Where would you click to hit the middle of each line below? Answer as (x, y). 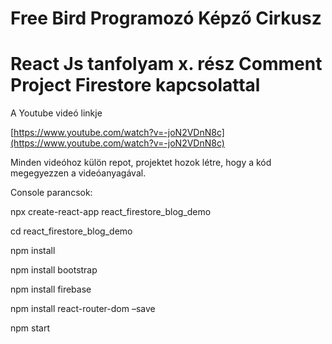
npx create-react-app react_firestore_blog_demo (111, 212)
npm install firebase (51, 289)
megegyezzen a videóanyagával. (78, 173)
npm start (30, 328)
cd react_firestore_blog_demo (71, 231)
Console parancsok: (51, 193)
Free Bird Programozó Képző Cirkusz (166, 18)
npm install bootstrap (54, 270)
